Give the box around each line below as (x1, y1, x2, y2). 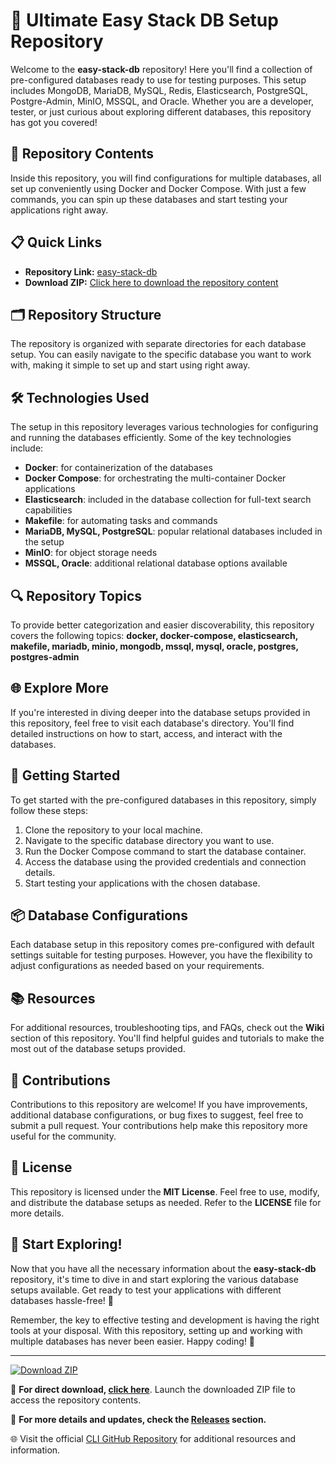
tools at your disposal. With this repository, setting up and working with (10, 1324, 303, 1336)
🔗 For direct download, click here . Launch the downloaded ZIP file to (10, 1383, 296, 1395)
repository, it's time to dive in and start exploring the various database (10, 1273, 299, 1285)
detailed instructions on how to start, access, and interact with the (10, 727, 283, 739)
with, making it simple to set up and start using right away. (10, 359, 251, 371)
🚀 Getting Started (10, 767, 121, 784)
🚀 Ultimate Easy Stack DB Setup (10, 9, 279, 32)
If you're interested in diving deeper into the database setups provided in (10, 706, 311, 718)
